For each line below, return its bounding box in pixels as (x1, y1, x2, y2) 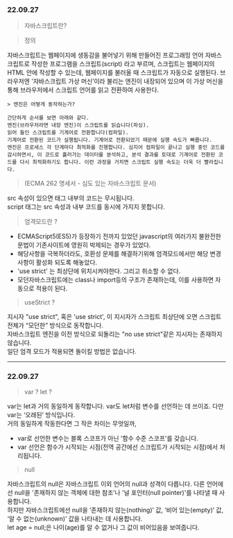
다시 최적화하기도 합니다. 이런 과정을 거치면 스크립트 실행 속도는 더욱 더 (19, 158, 201, 166)
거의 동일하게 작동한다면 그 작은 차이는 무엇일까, (7, 419, 137, 427)
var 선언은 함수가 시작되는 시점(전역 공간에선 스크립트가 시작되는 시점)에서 (17, 443, 218, 451)
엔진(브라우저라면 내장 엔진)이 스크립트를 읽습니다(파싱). (7, 122, 149, 129)
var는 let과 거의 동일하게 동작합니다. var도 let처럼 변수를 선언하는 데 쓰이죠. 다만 (7, 402, 224, 410)
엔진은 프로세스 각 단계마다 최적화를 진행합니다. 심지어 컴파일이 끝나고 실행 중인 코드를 (7, 144, 225, 151)
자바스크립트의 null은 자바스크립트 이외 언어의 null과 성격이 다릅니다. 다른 (7, 480, 205, 488)
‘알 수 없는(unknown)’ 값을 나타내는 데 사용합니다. (7, 514, 143, 523)
